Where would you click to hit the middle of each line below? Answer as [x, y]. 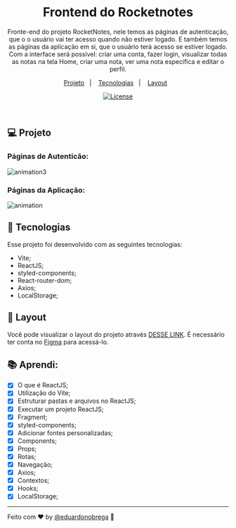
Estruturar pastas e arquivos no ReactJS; [77, 401]
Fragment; [32, 417]
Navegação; [35, 464]
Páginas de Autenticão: [48, 157]
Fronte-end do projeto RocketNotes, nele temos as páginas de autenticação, [118, 32]
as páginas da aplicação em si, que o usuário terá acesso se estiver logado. [118, 46]
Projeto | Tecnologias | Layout [115, 82]
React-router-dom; [45, 280]
